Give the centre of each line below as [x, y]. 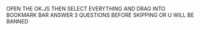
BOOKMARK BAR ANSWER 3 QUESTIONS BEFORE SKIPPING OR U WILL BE [100, 15]
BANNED [17, 21]
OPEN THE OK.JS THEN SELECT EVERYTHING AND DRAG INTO [86, 9]
